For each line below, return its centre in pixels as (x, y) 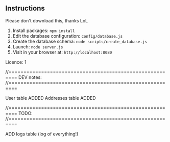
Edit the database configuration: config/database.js (68, 36)
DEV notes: (30, 77)
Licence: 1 (16, 62)
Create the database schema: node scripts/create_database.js (80, 41)
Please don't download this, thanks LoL (47, 20)
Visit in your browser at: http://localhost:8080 (62, 52)
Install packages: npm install (44, 31)
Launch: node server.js (38, 47)
